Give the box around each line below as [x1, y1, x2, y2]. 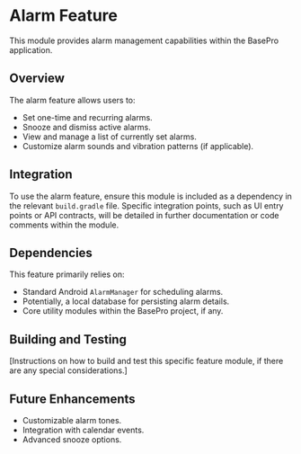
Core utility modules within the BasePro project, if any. [22, 306, 224, 316]
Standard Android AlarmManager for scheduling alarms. [22, 287, 224, 298]
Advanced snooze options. [22, 434, 122, 445]
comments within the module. [9, 219, 120, 230]
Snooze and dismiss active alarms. [22, 121, 151, 132]
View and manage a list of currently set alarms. [22, 131, 198, 142]
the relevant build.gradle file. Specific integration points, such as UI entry [9, 200, 284, 211]
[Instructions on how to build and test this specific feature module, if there [9, 356, 284, 367]
